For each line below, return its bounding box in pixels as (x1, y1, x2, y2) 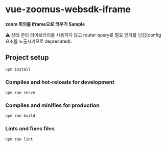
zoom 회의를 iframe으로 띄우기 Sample (5, 21, 85, 27)
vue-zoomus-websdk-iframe (5, 4, 131, 15)
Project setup (5, 53, 50, 62)
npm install (5, 67, 31, 72)
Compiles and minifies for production (5, 102, 100, 109)
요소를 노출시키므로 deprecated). (5, 38, 73, 44)
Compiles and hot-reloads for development (5, 78, 115, 85)
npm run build (5, 113, 36, 119)
